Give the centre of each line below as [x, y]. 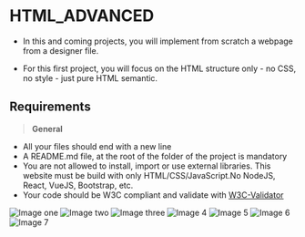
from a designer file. [61, 50]
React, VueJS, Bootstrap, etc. [78, 185]
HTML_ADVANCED [82, 16]
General [47, 129]
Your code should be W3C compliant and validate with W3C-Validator [153, 195]
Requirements [50, 107]
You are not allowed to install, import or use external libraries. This [147, 166]
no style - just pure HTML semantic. [90, 77]
